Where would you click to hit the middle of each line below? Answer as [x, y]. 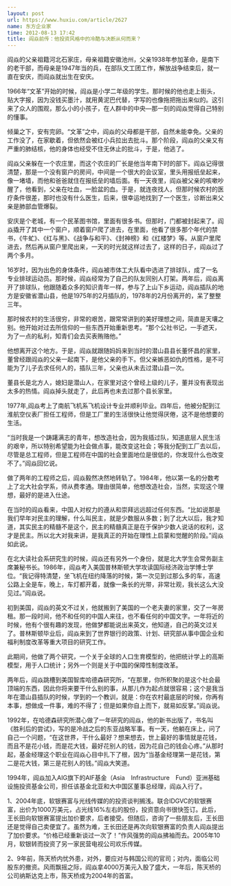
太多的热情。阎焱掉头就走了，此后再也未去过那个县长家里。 [91, 391]
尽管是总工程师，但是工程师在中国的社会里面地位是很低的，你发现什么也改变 [115, 455]
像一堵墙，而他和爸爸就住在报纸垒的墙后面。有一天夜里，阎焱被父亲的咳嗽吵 [115, 181]
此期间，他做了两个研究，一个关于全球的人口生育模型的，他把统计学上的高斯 [115, 656]
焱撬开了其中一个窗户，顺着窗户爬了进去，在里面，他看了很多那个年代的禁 [112, 230]
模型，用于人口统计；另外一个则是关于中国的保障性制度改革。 [95, 665]
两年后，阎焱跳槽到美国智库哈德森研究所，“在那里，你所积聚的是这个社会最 [114, 680]
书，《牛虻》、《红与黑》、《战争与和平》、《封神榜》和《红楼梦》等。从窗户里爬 [114, 239]
